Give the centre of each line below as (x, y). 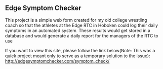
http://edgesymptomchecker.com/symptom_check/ (57, 61)
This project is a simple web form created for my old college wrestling (76, 20)
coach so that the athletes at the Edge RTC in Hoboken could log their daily (81, 25)
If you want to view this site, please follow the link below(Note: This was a (80, 50)
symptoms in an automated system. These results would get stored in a (78, 30)
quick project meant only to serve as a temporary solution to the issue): (78, 56)
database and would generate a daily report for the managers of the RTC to (82, 35)
